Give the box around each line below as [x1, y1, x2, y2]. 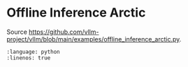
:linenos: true [6, 54, 51, 61]
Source [6, 28, 27, 36]
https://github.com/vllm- [28, 28, 99, 36]
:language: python [6, 48, 60, 55]
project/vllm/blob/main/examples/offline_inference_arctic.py [6, 35, 180, 43]
